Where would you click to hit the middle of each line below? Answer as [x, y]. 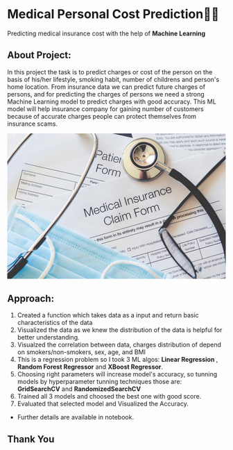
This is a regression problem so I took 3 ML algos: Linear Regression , [118, 360]
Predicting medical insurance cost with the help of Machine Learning [106, 33]
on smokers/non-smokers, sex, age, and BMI [81, 352]
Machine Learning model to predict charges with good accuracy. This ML [112, 101]
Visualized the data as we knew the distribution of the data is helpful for [120, 330]
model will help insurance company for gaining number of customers [106, 109]
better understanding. [48, 337]
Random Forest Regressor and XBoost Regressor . [90, 367]
